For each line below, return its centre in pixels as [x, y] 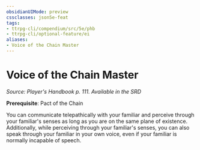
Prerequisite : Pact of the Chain [45, 103]
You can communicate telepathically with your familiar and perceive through [100, 115]
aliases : [17, 40]
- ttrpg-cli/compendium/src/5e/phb [51, 28]
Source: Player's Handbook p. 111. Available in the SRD [74, 91]
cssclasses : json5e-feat [37, 17]
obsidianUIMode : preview [37, 12]
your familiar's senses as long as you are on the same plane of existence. [97, 121]
